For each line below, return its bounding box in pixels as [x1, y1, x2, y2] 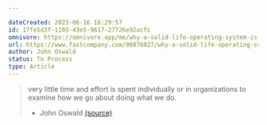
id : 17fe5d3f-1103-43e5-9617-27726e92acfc [8, 25, 151, 34]
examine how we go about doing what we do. [27, 93, 177, 102]
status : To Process [8, 55, 73, 63]
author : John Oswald [8, 48, 77, 56]
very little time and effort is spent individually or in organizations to [27, 84, 246, 93]
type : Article [8, 62, 56, 71]
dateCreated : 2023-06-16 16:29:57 [8, 18, 123, 26]
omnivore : [8, 33, 41, 41]
